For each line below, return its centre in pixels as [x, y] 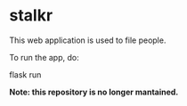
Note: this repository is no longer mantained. [94, 92]
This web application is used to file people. [88, 40]
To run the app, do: [44, 57]
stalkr [31, 16]
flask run [25, 74]
